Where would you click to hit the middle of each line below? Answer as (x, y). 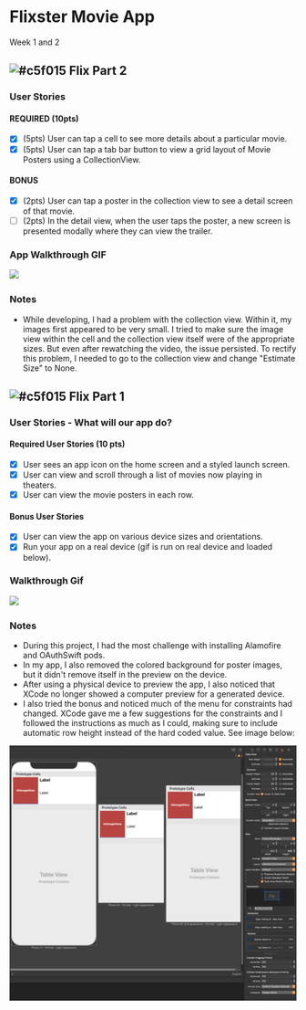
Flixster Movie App (82, 17)
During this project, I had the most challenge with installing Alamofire (152, 646)
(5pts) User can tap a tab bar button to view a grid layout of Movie (147, 149)
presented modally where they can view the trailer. (117, 231)
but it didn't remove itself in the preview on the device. (125, 675)
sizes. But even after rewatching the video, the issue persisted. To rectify (159, 348)
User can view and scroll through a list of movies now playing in (142, 475)
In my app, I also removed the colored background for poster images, (153, 665)
